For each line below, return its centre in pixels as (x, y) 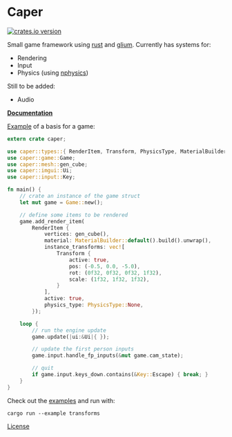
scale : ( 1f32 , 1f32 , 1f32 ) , (109, 279)
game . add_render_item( (52, 221)
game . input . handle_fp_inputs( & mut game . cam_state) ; (108, 356)
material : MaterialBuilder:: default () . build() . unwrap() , (128, 241)
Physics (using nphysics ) (52, 73)
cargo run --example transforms (54, 413)
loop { (29, 324)
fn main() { (24, 190)
